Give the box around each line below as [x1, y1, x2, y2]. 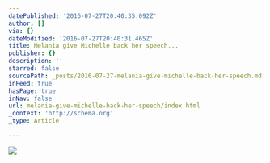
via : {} [8, 27, 35, 35]
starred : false [8, 65, 60, 73]
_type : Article [8, 117, 60, 125]
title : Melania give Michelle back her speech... [8, 42, 179, 50]
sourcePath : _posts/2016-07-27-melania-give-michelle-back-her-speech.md [8, 72, 263, 80]
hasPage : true [8, 86, 57, 95]
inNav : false [8, 94, 53, 102]
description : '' [8, 57, 63, 65]
